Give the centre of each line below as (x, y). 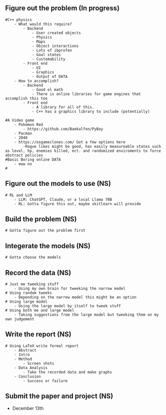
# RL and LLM (19, 195)
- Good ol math (47, 89)
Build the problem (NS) (41, 219)
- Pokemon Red (29, 124)
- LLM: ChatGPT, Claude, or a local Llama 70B (63, 199)
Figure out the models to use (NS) (58, 184)
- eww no (23, 164)
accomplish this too (27, 98)
